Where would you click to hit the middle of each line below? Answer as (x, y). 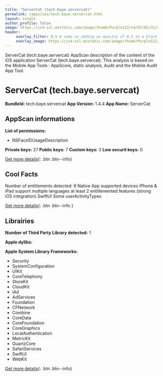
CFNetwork (24, 307)
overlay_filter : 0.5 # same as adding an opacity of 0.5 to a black (87, 37)
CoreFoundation (28, 323)
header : (13, 32)
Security (20, 261)
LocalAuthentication (32, 333)
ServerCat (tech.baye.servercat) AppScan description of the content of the (80, 55)
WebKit (19, 359)
